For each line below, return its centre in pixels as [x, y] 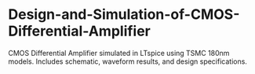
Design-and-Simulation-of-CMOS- [124, 15]
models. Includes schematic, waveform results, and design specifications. [127, 61]
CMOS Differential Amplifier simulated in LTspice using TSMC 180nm [119, 53]
